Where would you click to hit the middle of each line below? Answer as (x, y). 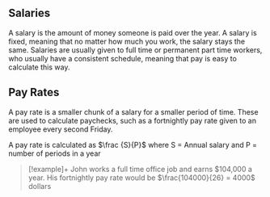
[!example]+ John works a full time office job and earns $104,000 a (140, 169)
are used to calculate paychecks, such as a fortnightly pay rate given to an (133, 120)
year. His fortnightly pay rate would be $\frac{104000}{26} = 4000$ (142, 178)
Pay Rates (34, 92)
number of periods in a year (55, 153)
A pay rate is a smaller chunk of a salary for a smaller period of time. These (133, 111)
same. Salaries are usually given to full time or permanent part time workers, (135, 50)
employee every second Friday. (61, 129)
